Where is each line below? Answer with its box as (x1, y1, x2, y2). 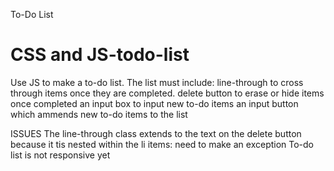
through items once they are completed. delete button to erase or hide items (10, 87, 325, 99)
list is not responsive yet (10, 149, 111, 161)
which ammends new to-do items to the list (10, 108, 188, 120)
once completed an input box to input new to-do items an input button (10, 97, 299, 109)
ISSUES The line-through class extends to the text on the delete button (10, 127, 302, 139)
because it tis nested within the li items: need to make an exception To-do (10, 138, 315, 150)
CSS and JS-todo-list (10, 44, 190, 66)
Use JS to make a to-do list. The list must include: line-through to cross (10, 76, 304, 88)
